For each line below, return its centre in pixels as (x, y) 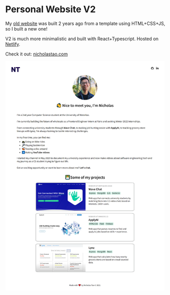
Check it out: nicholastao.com (36, 54)
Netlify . (13, 44)
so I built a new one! (26, 28)
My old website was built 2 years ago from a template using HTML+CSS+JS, (85, 23)
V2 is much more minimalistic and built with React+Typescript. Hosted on (82, 39)
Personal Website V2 (50, 9)
